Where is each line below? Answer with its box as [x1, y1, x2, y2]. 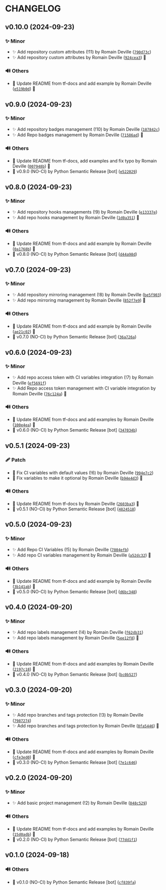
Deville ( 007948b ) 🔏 [12, 163, 51, 169]
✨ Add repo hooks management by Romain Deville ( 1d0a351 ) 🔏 [12, 214, 140, 221]
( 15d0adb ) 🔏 [12, 831, 36, 837]
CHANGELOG [5, 3, 61, 14]
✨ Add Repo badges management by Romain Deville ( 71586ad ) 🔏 [12, 132, 144, 138]
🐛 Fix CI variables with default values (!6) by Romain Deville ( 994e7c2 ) [12, 469, 154, 476]
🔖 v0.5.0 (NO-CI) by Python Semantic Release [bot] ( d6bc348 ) [12, 589, 137, 595]
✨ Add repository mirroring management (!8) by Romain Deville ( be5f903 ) [12, 291, 162, 297]
